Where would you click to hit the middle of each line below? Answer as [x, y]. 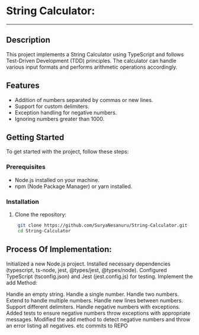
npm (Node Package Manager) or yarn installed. [73, 186]
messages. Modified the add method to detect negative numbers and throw [98, 319]
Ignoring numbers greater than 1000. [60, 119]
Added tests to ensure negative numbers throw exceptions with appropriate [98, 313]
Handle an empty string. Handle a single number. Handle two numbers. [93, 294]
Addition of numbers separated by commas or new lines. [84, 100]
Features [23, 86]
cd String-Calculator [44, 231]
